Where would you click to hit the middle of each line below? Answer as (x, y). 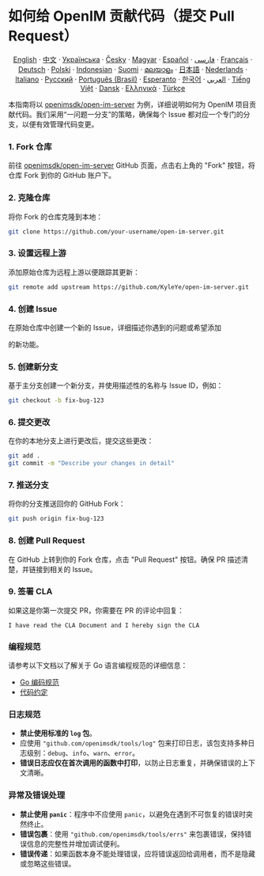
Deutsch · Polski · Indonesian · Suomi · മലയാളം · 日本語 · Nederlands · (133, 69)
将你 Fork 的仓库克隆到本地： (56, 216)
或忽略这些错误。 (47, 863)
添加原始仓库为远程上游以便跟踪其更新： (74, 272)
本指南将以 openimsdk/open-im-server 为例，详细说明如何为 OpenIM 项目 (129, 104)
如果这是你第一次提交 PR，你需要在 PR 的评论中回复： (96, 610)
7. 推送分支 (28, 485)
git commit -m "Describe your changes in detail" (92, 464)
